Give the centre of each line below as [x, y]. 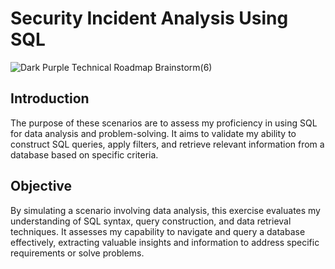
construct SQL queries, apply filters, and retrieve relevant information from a [167, 144]
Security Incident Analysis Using [149, 18]
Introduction [50, 98]
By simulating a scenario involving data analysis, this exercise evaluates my [165, 210]
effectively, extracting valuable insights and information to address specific [165, 242]
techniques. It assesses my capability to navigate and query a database [158, 231]
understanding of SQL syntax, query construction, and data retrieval [151, 221]
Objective [41, 186]
